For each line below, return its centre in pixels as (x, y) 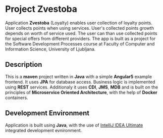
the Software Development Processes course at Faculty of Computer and (80, 44)
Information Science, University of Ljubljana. (50, 49)
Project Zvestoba (41, 9)
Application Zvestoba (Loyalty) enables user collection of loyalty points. (79, 23)
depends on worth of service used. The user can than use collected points (81, 33)
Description (24, 65)
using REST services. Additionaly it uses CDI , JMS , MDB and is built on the (82, 87)
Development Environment (47, 113)
